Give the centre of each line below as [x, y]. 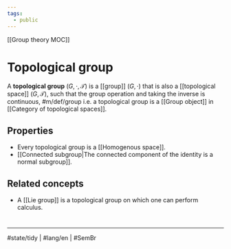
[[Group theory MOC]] [38, 39]
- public [26, 20]
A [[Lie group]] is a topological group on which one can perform [108, 200]
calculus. [30, 208]
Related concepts [45, 183]
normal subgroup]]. [44, 162]
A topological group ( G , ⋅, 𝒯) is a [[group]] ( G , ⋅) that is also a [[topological [111, 86]
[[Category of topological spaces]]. [57, 109]
